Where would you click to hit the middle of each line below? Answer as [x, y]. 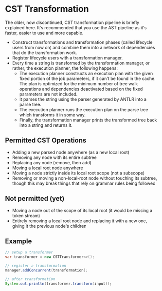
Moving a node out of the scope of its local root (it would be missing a [82, 210]
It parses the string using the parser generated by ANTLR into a [83, 99]
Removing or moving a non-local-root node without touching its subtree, [84, 178]
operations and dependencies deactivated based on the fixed [81, 89]
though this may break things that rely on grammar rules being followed [84, 183]
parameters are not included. [48, 94]
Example [18, 241]
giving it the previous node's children [49, 226]
